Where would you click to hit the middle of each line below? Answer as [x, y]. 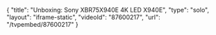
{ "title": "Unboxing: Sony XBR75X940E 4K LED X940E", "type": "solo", [108, 10]
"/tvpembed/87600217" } [42, 24]
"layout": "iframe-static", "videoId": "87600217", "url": [83, 17]
